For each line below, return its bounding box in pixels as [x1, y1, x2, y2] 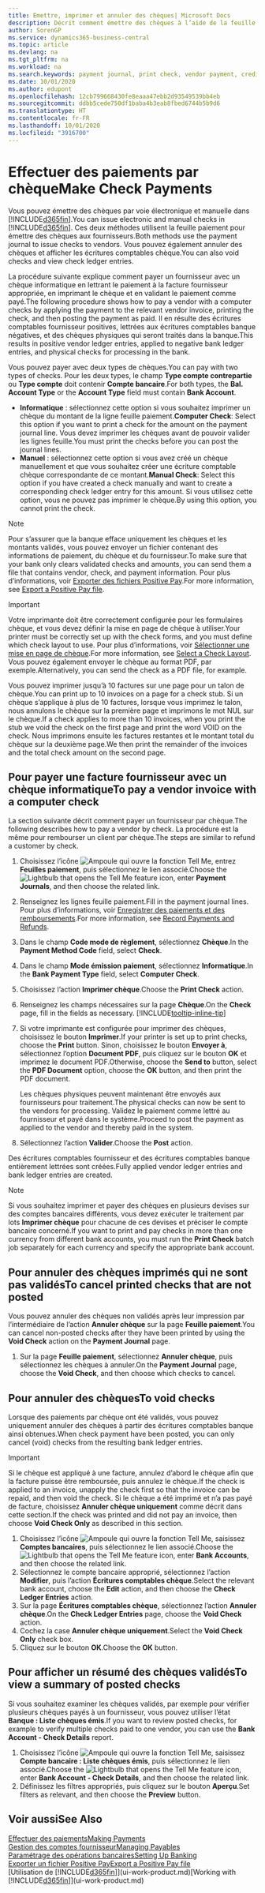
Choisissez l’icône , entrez [19, 857, 237, 866]
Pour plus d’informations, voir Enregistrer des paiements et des [19, 905, 226, 915]
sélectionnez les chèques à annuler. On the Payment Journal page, [19, 1360, 237, 1370]
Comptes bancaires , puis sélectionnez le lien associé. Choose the [19, 1543, 234, 1551]
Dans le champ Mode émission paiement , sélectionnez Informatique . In [19, 961, 254, 971]
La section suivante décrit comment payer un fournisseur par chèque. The [8, 816, 248, 826]
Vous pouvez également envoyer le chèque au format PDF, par [8, 657, 212, 666]
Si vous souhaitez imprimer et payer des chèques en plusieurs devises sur [8, 1201, 250, 1210]
